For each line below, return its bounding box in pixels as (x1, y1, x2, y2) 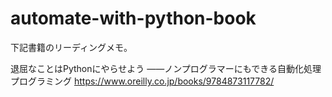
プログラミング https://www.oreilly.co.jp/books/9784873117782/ (10, 75, 275, 87)
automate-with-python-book (10, 7, 257, 30)
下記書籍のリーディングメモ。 (10, 41, 133, 53)
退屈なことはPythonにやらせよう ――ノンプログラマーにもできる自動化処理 (10, 62, 322, 74)
